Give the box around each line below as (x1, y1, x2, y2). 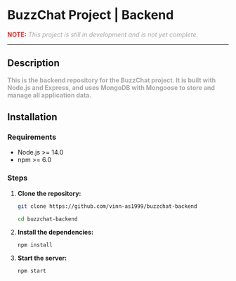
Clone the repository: (17, 189, 81, 197)
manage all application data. (7, 91, 92, 99)
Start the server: (17, 254, 67, 263)
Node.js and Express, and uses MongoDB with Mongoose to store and (7, 83, 216, 91)
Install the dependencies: (17, 228, 93, 237)
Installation (7, 111, 58, 123)
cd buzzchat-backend (17, 215, 78, 223)
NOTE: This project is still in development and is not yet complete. (7, 30, 199, 39)
